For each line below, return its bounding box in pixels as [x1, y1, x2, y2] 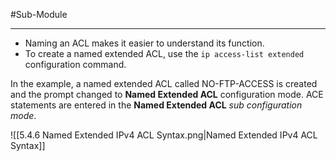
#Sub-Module [10, 9, 68, 20]
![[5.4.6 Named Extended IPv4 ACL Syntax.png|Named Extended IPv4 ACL [10, 129, 318, 141]
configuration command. [24, 59, 127, 70]
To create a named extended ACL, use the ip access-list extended [24, 48, 305, 59]
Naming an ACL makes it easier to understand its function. [24, 37, 265, 49]
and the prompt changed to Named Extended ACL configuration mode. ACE [10, 89, 324, 100]
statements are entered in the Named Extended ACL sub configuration [10, 99, 303, 111]
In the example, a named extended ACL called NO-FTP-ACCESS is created [10, 78, 318, 89]
